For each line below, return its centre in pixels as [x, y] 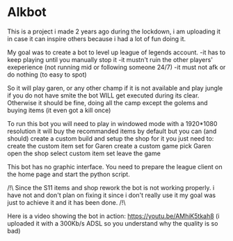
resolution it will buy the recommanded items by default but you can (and [112, 131]
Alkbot [27, 12]
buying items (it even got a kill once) [59, 110]
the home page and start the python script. [69, 174]
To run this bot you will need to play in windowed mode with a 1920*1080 [112, 123]
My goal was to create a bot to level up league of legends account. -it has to [116, 52]
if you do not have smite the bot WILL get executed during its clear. [103, 95]
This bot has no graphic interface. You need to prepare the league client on [115, 166]
